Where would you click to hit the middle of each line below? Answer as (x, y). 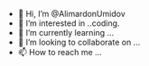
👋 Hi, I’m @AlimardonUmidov (72, 14)
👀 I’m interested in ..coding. (69, 23)
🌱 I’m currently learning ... (66, 33)
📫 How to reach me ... (60, 52)
